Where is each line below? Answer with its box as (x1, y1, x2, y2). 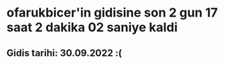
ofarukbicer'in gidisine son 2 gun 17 (6, 5, 218, 21)
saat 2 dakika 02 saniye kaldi (6, 19, 178, 35)
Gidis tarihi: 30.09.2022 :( (6, 47, 122, 59)
